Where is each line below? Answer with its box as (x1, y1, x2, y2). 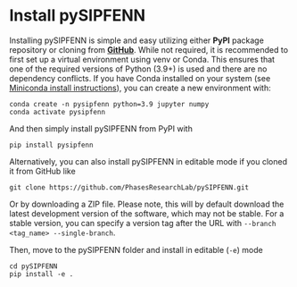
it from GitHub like (9, 165, 76, 176)
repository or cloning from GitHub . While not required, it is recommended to (9, 44, 288, 55)
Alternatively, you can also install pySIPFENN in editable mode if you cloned (9, 156, 288, 166)
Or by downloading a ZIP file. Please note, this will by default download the (9, 198, 285, 209)
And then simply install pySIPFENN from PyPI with (9, 122, 194, 134)
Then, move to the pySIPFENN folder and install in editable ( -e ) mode (9, 244, 263, 255)
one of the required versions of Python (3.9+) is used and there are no (9, 63, 268, 74)
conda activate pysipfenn (9, 107, 105, 116)
